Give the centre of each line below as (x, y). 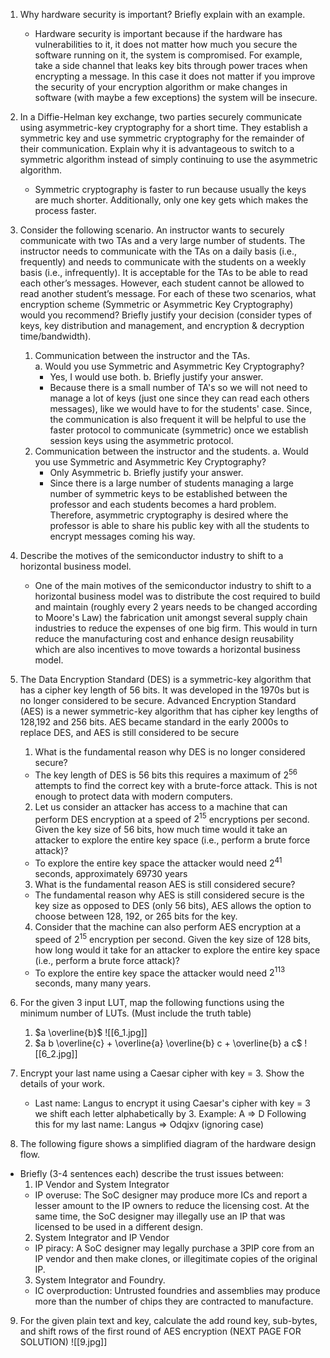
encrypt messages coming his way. (122, 536)
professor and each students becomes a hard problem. (163, 504)
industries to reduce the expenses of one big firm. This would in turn (176, 628)
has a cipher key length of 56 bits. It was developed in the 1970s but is (164, 690)
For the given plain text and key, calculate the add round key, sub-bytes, (168, 1321)
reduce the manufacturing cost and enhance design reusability (164, 638)
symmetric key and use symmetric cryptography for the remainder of (162, 138)
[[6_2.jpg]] (56, 1054)
